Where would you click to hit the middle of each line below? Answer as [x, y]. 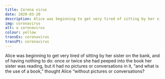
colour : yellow [21, 32]
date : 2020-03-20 [23, 14]
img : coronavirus [23, 23]
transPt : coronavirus [27, 42]
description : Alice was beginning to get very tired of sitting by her [80, 19]
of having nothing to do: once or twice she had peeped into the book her [79, 61]
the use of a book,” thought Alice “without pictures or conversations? [75, 71]
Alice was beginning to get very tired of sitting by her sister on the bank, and [82, 55]
